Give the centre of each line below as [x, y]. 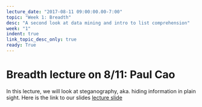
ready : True [21, 45]
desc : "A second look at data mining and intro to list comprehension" [98, 23]
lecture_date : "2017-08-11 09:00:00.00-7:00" [64, 12]
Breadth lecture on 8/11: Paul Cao [91, 75]
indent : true [23, 34]
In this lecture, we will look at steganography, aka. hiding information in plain [101, 91]
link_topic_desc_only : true [42, 39]
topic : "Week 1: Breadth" [39, 17]
